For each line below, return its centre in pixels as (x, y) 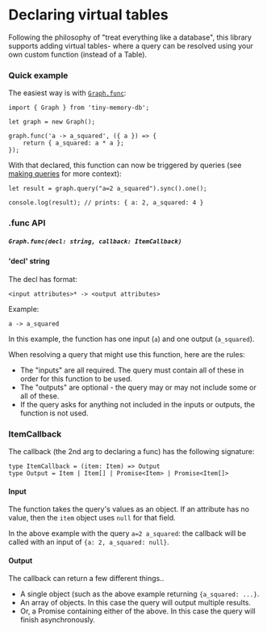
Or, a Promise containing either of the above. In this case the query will (138, 611)
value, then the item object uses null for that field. (92, 518)
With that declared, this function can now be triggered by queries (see (125, 165)
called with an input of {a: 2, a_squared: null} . (89, 542)
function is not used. (54, 413)
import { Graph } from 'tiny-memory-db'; (79, 108)
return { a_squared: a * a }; (74, 143)
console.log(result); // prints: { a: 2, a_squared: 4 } (106, 203)
